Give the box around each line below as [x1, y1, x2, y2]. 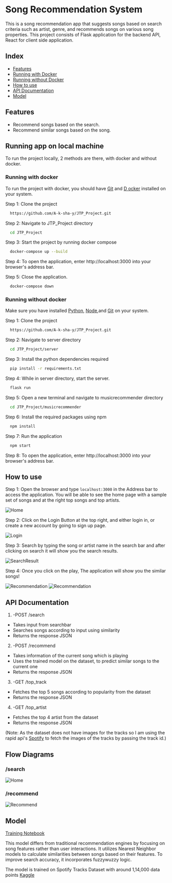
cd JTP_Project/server [10, 347, 59, 352]
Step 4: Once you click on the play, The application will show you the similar [5, 568, 166, 574]
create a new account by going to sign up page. [5, 523, 107, 529]
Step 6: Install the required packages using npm [5, 414, 107, 420]
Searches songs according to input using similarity [12, 627, 120, 633]
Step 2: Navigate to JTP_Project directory [5, 220, 93, 226]
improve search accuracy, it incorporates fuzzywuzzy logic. [5, 857, 132, 863]
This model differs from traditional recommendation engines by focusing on [5, 840, 165, 847]
